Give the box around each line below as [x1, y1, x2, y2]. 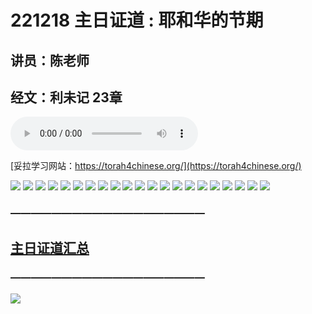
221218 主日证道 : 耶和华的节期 [10, 9, 264, 32]
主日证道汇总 [10, 239, 90, 256]
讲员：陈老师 [10, 52, 90, 69]
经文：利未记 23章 [10, 89, 123, 106]
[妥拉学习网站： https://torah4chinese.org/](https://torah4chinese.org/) [10, 160, 302, 172]
